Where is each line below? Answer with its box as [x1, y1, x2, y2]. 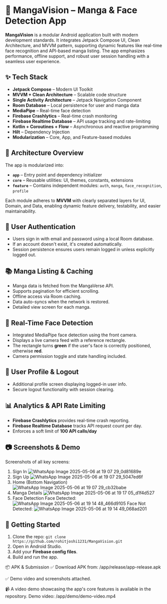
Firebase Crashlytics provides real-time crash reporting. [12, 417, 130, 423]
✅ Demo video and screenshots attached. [5, 576, 91, 582]
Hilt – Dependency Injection [12, 129, 70, 135]
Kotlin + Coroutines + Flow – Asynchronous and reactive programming [12, 123, 159, 129]
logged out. [12, 252, 36, 258]
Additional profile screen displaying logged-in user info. [12, 381, 127, 387]
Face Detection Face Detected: [12, 495, 76, 501]
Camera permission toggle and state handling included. [12, 353, 126, 359]
